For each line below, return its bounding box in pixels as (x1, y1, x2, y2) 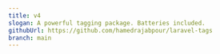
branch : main (8, 33, 52, 42)
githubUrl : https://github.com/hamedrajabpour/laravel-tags (8, 26, 214, 34)
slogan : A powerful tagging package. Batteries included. (8, 19, 206, 27)
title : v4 (8, 11, 42, 20)
